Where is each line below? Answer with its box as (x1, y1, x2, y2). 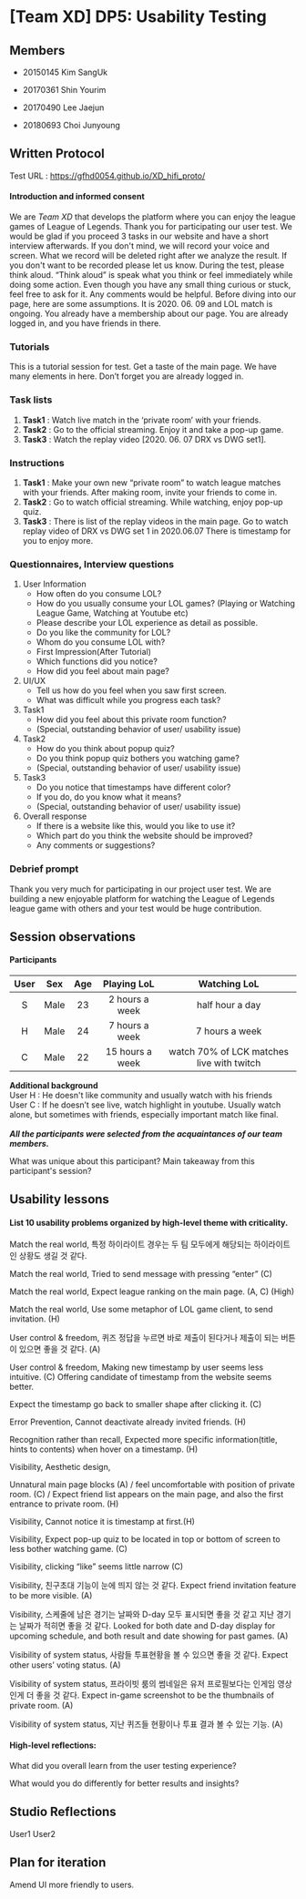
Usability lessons (9, 1191, 109, 1208)
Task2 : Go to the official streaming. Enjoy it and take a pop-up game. (22, 424, 284, 434)
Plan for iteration (9, 1855, 107, 1871)
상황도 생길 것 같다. (18, 1250, 87, 1261)
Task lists (9, 393, 53, 406)
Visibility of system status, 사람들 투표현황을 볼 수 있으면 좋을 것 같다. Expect (9, 1649, 289, 1659)
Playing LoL (103, 977, 155, 990)
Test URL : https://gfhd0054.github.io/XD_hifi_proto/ (9, 170, 206, 181)
